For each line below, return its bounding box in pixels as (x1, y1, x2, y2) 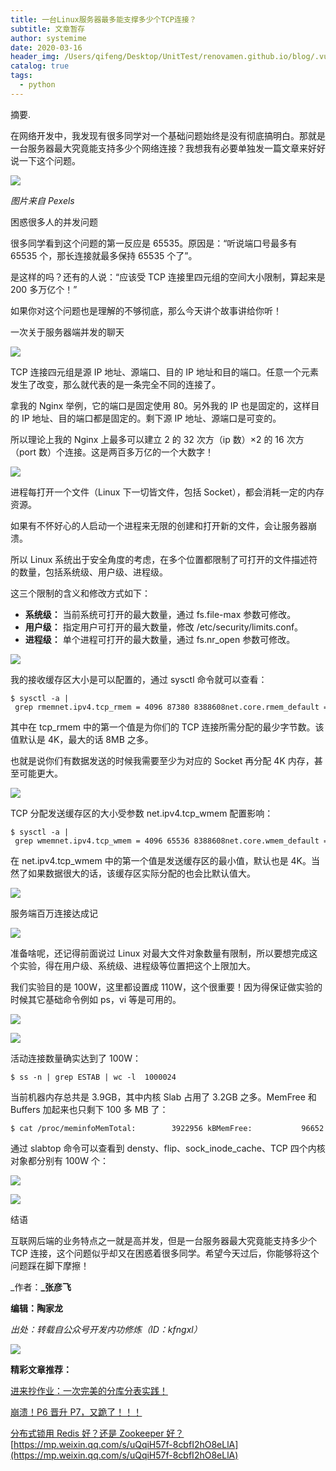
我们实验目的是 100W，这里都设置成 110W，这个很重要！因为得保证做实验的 (10, 981, 323, 993)
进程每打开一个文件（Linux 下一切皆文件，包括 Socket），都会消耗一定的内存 (10, 486, 325, 498)
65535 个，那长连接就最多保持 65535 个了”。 (10, 249, 198, 261)
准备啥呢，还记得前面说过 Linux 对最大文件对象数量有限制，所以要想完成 (10, 947, 310, 959)
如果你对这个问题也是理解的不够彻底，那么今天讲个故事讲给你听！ (10, 304, 282, 316)
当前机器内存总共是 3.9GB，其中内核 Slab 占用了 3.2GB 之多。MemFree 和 (10, 1091, 317, 1103)
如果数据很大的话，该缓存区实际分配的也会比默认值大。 (27, 867, 256, 879)
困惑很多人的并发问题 (10, 216, 98, 228)
